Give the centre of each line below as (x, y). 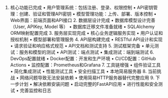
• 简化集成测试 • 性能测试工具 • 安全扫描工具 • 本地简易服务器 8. (78, 71)
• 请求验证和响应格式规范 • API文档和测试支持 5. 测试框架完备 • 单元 (82, 46)
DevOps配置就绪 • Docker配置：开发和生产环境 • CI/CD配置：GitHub (83, 58)
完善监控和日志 (36, 90)
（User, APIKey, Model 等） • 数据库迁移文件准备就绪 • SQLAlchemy (82, 27)
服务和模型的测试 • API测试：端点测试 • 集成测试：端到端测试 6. (87, 52)
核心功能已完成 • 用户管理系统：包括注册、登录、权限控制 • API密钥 (82, 7)
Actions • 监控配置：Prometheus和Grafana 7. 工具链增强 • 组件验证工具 (86, 65)
